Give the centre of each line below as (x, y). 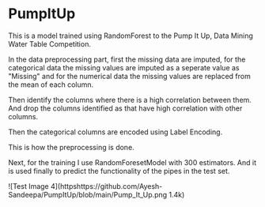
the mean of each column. (51, 85)
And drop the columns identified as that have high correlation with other (125, 108)
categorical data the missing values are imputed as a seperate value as (124, 67)
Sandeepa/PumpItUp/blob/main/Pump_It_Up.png (88, 194)
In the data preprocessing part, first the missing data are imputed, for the (127, 59)
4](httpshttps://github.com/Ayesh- (106, 186)
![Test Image (28, 186)
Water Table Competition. (49, 43)
